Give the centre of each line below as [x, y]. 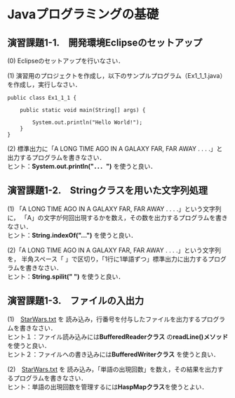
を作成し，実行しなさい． [44, 84]
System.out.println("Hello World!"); [87, 122]
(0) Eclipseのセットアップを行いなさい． [66, 61]
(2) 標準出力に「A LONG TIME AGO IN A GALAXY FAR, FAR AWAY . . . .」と [115, 149]
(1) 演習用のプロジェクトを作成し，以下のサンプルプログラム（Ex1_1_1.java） [117, 76]
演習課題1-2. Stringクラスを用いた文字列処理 [108, 191]
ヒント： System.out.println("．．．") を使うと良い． [82, 166]
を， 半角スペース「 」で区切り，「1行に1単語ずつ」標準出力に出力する [108, 259]
